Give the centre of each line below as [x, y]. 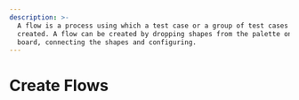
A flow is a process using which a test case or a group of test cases [153, 26]
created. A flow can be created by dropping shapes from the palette [149, 34]
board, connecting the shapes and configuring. [107, 42]
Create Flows [59, 86]
